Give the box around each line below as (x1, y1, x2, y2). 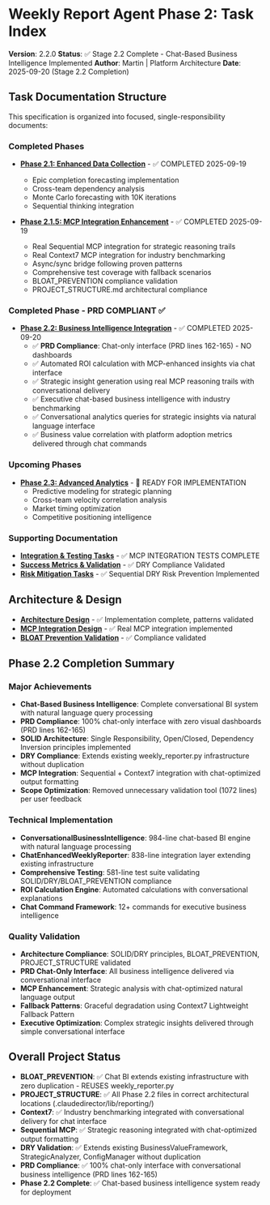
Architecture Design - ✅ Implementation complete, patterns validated (19, 614, 254, 624)
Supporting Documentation (8, 532, 119, 543)
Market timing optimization (32, 504, 121, 513)
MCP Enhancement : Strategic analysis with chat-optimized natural (19, 984, 243, 993)
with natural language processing (19, 841, 132, 851)
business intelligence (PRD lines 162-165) (19, 1169, 158, 1179)
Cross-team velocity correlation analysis (32, 495, 167, 504)
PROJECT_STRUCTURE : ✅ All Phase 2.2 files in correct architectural (19, 1089, 249, 1099)
